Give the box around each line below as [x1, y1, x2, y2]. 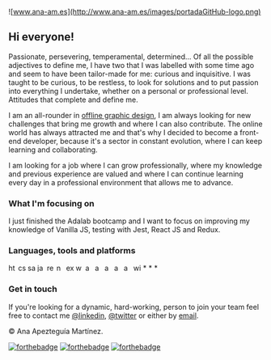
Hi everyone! [8, 30, 74, 44]
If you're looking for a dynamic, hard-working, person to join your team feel [8, 302, 260, 311]
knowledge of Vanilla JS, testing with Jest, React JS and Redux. [8, 225, 221, 235]
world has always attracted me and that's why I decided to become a [8, 127, 239, 137]
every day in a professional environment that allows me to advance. [8, 177, 234, 187]
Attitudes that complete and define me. [8, 95, 139, 104]
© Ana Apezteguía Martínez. [8, 326, 104, 336]
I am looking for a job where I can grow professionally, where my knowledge [8, 160, 263, 170]
